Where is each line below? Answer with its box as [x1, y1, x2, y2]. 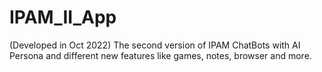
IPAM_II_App [9, 6, 117, 29]
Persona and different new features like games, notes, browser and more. [9, 49, 312, 61]
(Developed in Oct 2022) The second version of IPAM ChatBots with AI [9, 39, 301, 51]
